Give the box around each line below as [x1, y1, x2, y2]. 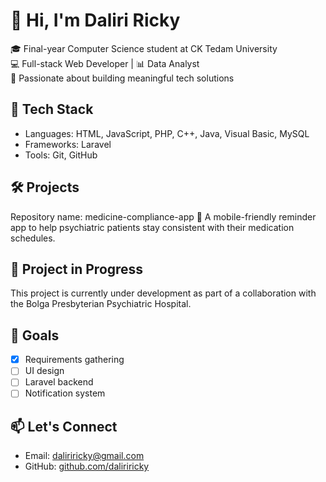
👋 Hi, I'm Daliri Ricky [10, 9, 181, 32]
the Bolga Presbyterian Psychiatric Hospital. [10, 298, 192, 310]
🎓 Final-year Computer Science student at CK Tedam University [10, 42, 278, 54]
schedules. [10, 232, 56, 244]
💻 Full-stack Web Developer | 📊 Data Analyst [10, 57, 200, 69]
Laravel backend [24, 376, 94, 388]
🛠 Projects [10, 179, 80, 196]
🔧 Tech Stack [10, 101, 94, 118]
